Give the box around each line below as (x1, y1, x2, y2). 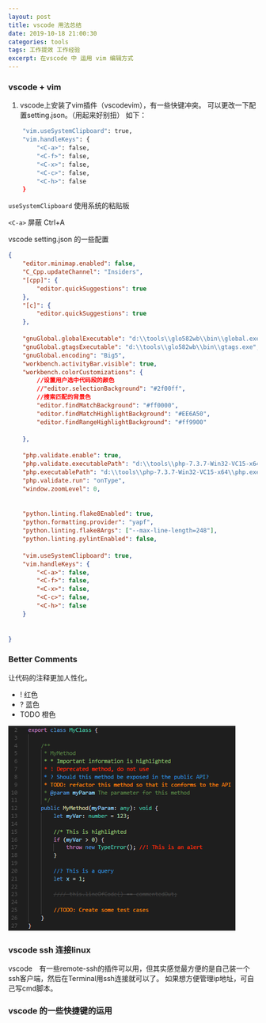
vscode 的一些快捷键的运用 (8, 1005, 112, 1016)
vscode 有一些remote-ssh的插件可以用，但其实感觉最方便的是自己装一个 (8, 964, 251, 973)
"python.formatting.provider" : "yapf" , (22, 518, 154, 526)
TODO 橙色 (19, 709, 56, 719)
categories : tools (8, 38, 69, 46)
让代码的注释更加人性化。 (8, 673, 92, 682)
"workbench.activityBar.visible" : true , (22, 360, 158, 368)
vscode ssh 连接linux (8, 944, 91, 955)
